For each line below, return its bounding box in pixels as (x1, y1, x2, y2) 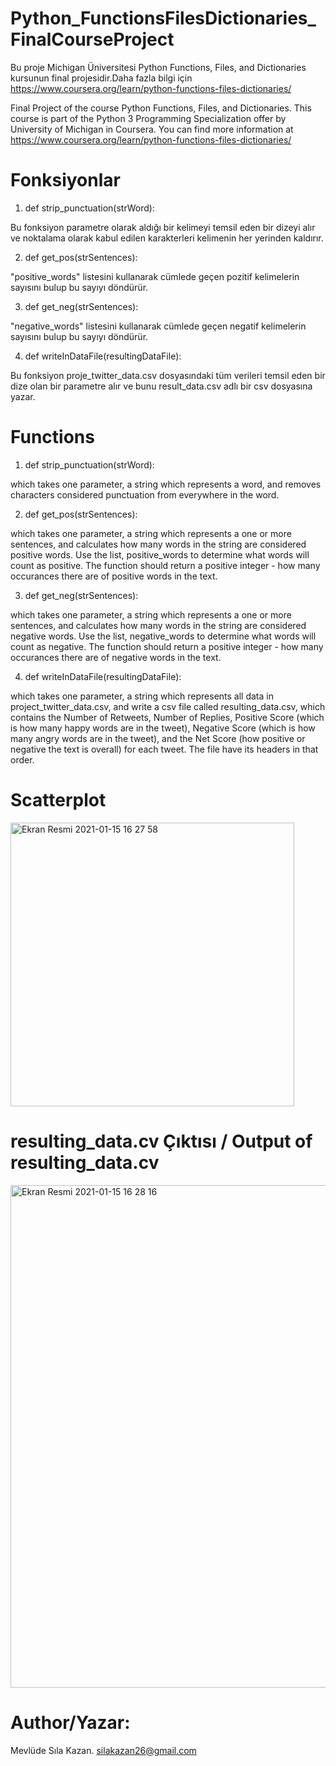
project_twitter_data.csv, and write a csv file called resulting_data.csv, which (10, 700, 326, 712)
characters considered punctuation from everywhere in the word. (10, 488, 280, 501)
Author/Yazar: (10, 1711, 131, 1734)
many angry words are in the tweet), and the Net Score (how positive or (10, 732, 306, 744)
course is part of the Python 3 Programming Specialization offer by (10, 112, 287, 124)
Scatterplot (10, 789, 107, 811)
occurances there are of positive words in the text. (10, 570, 218, 582)
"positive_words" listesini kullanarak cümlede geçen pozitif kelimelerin (10, 270, 300, 282)
